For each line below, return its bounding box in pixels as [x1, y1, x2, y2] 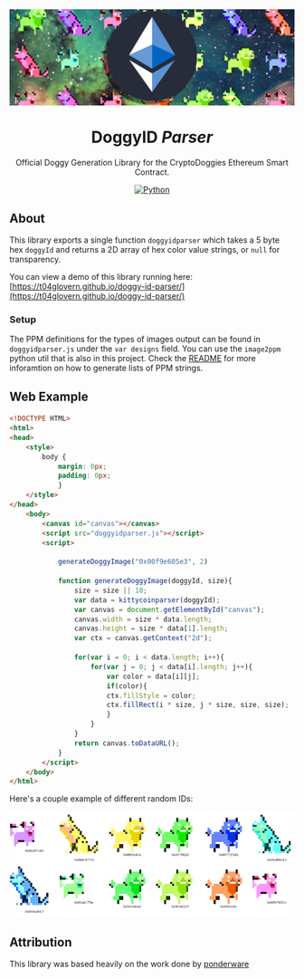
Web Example [9, 388, 89, 404]
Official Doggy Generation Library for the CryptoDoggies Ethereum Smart [14, 158, 290, 168]
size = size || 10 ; [73, 586, 147, 595]
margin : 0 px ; [57, 462, 107, 471]
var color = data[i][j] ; [106, 672, 201, 681]
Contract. [134, 167, 170, 177]
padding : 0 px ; [57, 471, 111, 481]
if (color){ [106, 681, 147, 691]
